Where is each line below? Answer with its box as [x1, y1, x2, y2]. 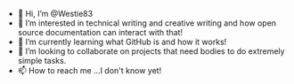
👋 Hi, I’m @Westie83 [17, 9, 94, 19]
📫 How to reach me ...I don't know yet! [17, 65, 162, 75]
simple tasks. [17, 56, 67, 65]
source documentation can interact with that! [17, 27, 184, 37]
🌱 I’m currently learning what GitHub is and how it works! [17, 36, 227, 47]
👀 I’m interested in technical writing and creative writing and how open [17, 18, 277, 28]
